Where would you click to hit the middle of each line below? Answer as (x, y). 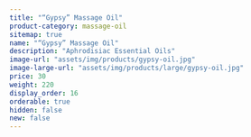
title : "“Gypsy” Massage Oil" (66, 18)
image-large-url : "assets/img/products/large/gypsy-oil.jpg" (127, 68)
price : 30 (28, 77)
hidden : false (36, 110)
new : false (30, 118)
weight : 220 (32, 85)
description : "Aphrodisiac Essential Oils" (93, 51)
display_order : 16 (44, 93)
